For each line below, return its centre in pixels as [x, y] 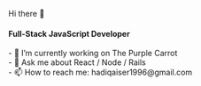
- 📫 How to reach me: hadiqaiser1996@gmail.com [100, 72]
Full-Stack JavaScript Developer [69, 33]
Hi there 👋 [27, 14]
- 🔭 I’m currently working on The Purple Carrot [93, 54]
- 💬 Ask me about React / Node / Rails [77, 62]
